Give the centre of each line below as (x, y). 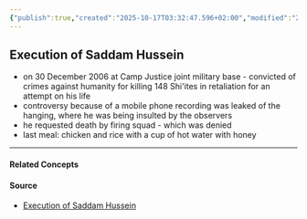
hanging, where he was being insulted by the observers (127, 116)
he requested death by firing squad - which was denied (127, 125)
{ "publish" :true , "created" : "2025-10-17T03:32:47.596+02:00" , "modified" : (151, 18)
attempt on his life (57, 96)
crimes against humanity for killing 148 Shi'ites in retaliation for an (147, 87)
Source (24, 185)
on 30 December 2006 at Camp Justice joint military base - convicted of (159, 77)
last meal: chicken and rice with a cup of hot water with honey (140, 135)
